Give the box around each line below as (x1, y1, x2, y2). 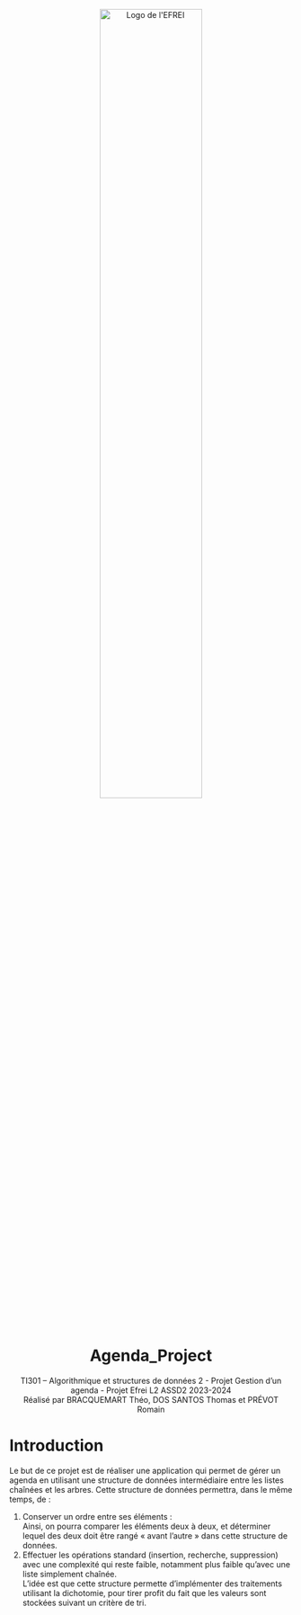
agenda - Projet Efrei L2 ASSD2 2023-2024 (70, 1385, 232, 1396)
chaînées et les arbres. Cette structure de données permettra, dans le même (9, 1484, 293, 1495)
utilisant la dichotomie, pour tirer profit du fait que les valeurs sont (22, 1587, 267, 1598)
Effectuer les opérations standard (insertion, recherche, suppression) (22, 1549, 279, 1560)
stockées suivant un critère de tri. (22, 1597, 146, 1608)
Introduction (9, 1435, 104, 1456)
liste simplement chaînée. (22, 1568, 118, 1579)
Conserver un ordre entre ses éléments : (22, 1511, 173, 1521)
